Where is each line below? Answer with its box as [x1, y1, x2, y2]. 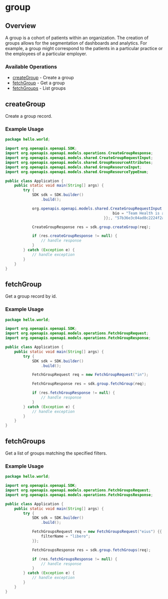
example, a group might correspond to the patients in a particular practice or [5, 46, 163, 51]
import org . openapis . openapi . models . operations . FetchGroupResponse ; [5, 335, 151, 341]
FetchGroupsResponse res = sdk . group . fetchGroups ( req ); [31, 547, 151, 552]
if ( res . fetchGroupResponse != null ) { [31, 390, 115, 395]
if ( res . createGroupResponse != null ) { [31, 234, 117, 239]
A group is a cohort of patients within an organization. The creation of [5, 35, 149, 41]
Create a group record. [5, 113, 52, 119]
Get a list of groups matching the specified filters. [5, 450, 107, 456]
